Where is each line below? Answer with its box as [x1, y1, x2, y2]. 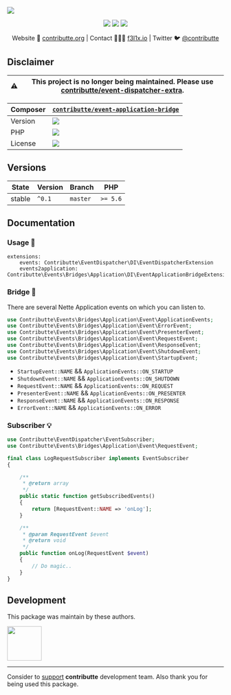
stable [10, 194, 31, 203]
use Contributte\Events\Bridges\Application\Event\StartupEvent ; [7, 354, 198, 361]
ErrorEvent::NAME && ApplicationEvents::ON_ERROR [16, 403, 162, 411]
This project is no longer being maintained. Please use [31, 76, 214, 86]
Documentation [7, 217, 76, 229]
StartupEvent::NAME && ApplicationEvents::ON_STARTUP [16, 367, 174, 375]
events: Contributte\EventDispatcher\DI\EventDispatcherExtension [19, 260, 214, 266]
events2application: [19, 265, 78, 273]
